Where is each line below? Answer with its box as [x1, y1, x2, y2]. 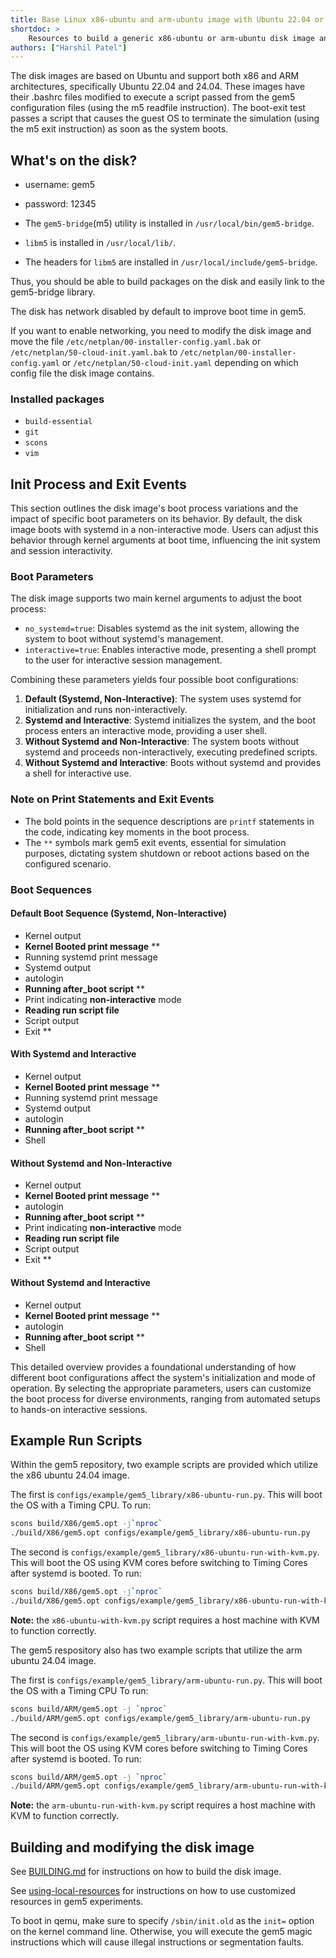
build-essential [24, 417, 93, 427]
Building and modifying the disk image [10, 1839, 255, 1856]
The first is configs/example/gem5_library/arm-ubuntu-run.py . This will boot [10, 1674, 323, 1686]
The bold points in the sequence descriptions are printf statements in [24, 815, 315, 827]
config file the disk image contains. [10, 367, 155, 380]
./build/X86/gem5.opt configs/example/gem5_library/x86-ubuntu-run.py [10, 1528, 311, 1538]
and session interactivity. [10, 545, 113, 557]
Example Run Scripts [10, 1432, 143, 1449]
